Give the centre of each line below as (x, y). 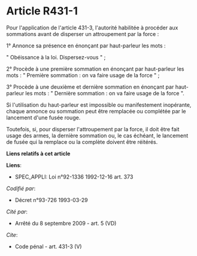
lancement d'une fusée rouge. (43, 118)
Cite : (12, 234)
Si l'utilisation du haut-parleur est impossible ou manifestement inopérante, (99, 105)
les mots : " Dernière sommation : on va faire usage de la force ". (105, 93)
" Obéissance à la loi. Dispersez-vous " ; (56, 57)
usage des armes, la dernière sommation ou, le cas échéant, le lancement (97, 135)
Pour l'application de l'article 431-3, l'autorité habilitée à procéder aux (92, 28)
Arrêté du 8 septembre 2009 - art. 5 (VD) (66, 223)
